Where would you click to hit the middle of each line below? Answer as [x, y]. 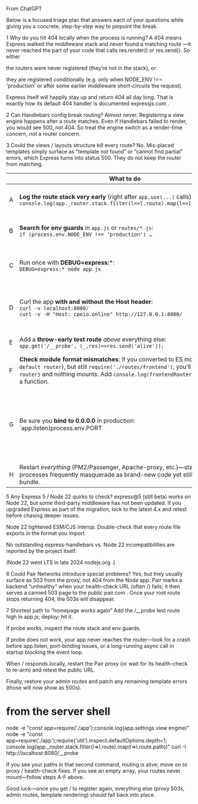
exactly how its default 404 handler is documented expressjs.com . [88, 103]
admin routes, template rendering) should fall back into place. [81, 795]
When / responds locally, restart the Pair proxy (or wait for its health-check [97, 664]
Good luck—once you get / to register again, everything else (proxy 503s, [95, 788]
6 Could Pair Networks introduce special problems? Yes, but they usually [95, 574]
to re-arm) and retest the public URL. [51, 670]
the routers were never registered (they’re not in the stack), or [81, 68]
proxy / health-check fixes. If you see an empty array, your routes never [93, 770]
